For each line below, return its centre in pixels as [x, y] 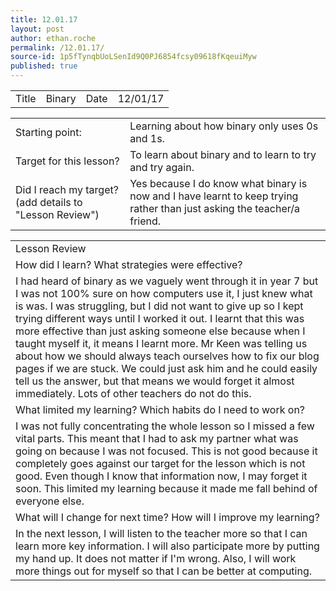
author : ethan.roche [53, 38]
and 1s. [147, 138]
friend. [145, 221]
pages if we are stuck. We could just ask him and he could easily [166, 368]
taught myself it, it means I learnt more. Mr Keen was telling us [161, 343]
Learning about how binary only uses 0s [224, 126]
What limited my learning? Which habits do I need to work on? [160, 409]
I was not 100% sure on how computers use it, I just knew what [164, 293]
